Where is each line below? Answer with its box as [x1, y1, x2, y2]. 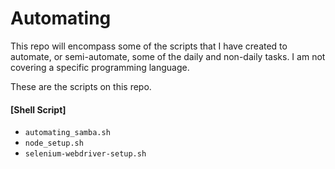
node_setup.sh [24, 138, 84, 149]
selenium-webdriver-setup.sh [24, 149, 147, 159]
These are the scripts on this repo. [10, 80, 152, 92]
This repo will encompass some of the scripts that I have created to [10, 40, 288, 52]
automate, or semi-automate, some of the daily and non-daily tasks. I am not [10, 50, 326, 62]
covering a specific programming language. [10, 61, 190, 73]
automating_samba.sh [24, 128, 111, 138]
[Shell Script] [10, 103, 67, 116]
